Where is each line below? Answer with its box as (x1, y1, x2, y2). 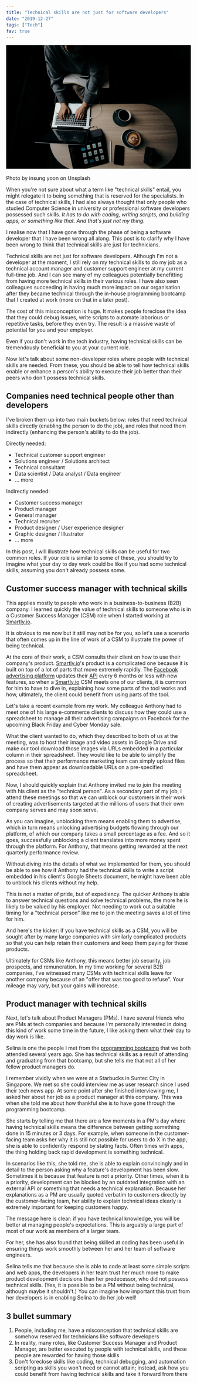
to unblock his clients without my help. (6, 879, 99, 886)
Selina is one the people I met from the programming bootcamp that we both (6, 1044, 191, 1052)
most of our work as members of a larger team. (6, 1228, 120, 1235)
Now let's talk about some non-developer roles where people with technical (6, 355, 189, 362)
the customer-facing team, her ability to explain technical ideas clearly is (6, 1197, 182, 1205)
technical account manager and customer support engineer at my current (6, 265, 184, 272)
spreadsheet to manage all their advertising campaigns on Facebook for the (6, 714, 189, 721)
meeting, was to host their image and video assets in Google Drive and (6, 739, 177, 746)
